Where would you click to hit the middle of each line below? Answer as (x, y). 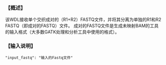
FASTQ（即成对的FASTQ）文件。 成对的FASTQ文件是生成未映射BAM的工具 (82, 26)
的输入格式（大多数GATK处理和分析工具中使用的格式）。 (62, 32)
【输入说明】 (21, 46)
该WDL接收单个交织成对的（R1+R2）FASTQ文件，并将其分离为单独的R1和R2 (83, 20)
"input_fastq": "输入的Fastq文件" (39, 58)
